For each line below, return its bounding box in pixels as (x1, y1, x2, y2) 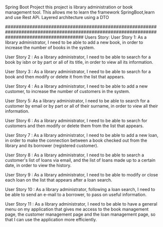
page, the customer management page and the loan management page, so (5, 211, 156, 217)
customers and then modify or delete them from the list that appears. (5, 123, 144, 129)
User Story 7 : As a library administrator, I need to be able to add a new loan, (5, 132, 159, 138)
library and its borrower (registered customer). (5, 143, 99, 148)
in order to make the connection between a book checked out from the (5, 137, 147, 143)
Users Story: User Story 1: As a (84, 34, 147, 40)
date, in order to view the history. (5, 163, 72, 168)
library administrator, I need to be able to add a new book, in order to (5, 39, 143, 45)
